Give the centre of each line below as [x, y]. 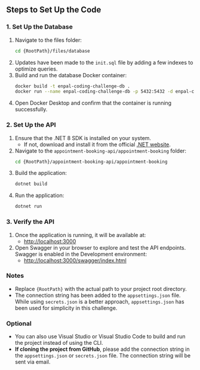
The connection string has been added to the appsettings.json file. [98, 295]
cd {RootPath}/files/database [53, 51]
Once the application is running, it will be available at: [80, 235]
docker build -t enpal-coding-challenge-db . [72, 86]
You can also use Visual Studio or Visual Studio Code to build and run [100, 336]
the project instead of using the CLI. [59, 343]
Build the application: [41, 173]
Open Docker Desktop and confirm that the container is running [93, 103]
